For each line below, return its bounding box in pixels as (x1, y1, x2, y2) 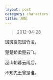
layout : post (5, 7, 31, 12)
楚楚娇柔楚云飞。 (5, 49, 39, 55)
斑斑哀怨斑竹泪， (5, 39, 39, 45)
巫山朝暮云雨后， (5, 60, 39, 66)
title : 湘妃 (5, 16, 27, 21)
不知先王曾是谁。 (5, 70, 39, 76)
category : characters (5, 12, 49, 16)
